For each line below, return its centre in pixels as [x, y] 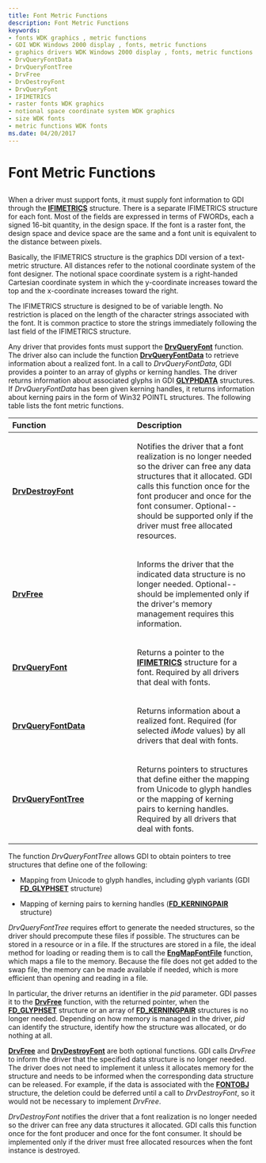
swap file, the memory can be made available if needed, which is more [123, 970]
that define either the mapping [193, 780]
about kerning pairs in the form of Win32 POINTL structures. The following [130, 398]
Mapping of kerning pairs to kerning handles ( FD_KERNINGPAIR [124, 904]
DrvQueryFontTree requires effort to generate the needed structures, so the [131, 928]
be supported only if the [208, 516]
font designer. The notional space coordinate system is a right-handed [123, 274]
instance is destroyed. [44, 1150]
